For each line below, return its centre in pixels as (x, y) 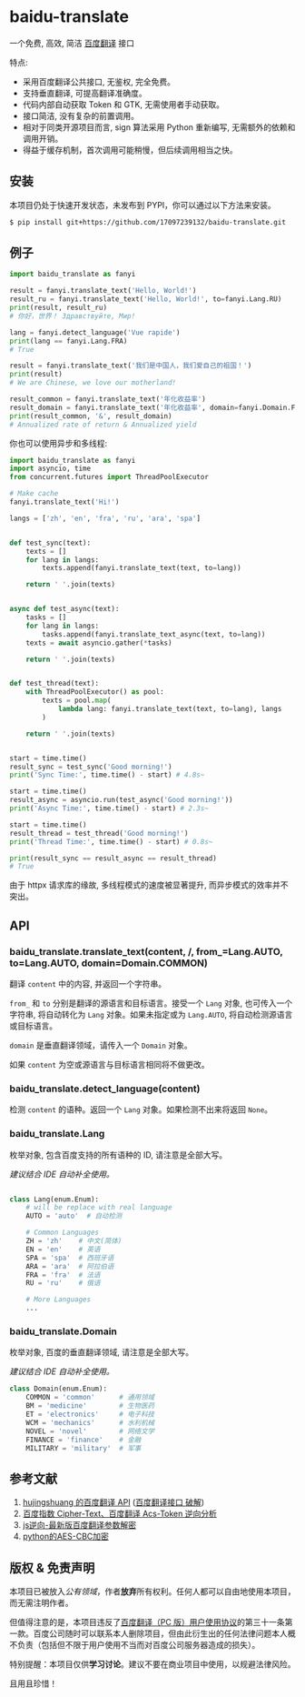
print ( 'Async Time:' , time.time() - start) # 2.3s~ (109, 808)
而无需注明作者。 (41, 1603)
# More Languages (59, 1300)
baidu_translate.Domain (64, 1331)
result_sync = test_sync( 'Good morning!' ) (91, 767)
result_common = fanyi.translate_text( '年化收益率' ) (108, 399)
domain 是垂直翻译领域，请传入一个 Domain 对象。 (101, 1045)
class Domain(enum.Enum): (58, 1389)
